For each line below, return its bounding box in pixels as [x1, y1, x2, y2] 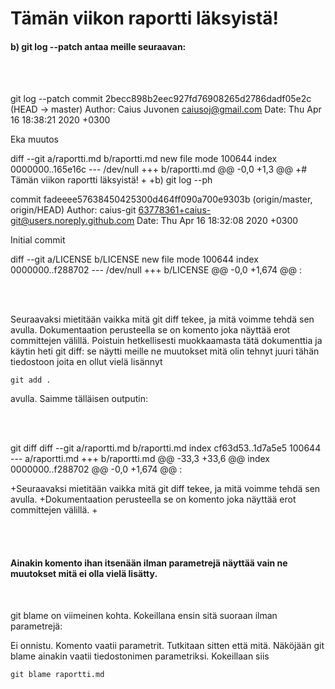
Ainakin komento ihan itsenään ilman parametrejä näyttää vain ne [10, 557, 288, 569]
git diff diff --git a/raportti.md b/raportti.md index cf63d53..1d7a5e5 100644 [10, 442, 322, 454]
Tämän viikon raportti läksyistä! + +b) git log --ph [10, 174, 213, 186]
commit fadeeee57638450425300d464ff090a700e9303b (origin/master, [10, 193, 313, 206]
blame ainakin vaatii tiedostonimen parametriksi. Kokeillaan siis [10, 650, 270, 662]
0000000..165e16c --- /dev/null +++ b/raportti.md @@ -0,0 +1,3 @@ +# [10, 163, 308, 176]
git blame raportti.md [10, 669, 105, 679]
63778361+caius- [138, 204, 212, 216]
